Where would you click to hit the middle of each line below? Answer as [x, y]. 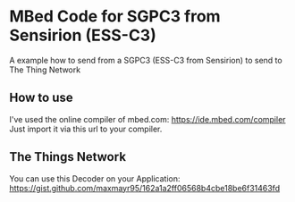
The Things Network [68, 157]
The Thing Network [45, 70]
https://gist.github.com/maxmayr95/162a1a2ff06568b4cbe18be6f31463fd [144, 188]
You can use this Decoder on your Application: [95, 178]
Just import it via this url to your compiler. [86, 129]
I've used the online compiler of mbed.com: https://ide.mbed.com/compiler [147, 119]
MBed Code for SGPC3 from [115, 17]
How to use [41, 98]
